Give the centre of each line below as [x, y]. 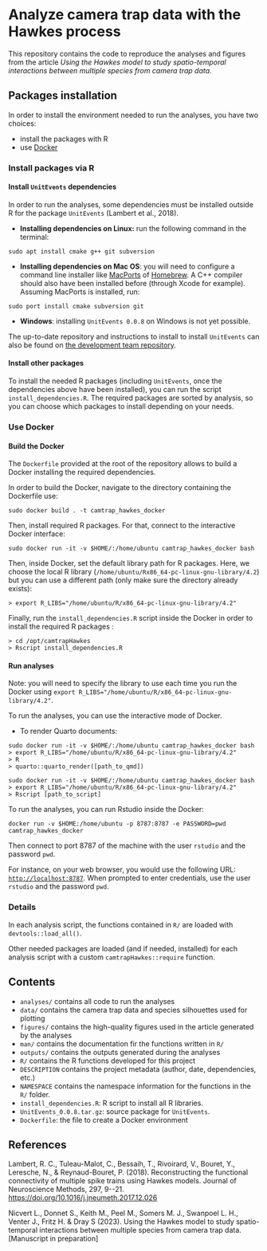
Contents [32, 982]
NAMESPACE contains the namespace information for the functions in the [135, 1086]
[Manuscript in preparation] [53, 1239]
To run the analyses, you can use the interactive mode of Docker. [115, 716]
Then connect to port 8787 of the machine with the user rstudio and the [127, 845]
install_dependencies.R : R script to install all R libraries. [111, 1103]
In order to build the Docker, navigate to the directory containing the [120, 488]
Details [22, 908]
